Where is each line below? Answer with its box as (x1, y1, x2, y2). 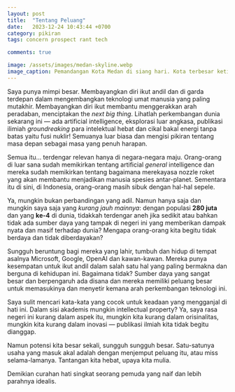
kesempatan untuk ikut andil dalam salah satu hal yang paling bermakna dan (7, 262, 227, 270)
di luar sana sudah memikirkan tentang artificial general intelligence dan (7, 160, 215, 169)
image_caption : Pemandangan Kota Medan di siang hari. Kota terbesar (7, 68, 215, 75)
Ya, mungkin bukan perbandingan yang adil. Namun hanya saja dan (7, 196, 201, 204)
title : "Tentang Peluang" (7, 17, 86, 24)
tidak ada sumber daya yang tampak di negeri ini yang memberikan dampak (7, 218, 226, 227)
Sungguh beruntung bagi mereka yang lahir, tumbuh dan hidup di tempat (7, 246, 217, 255)
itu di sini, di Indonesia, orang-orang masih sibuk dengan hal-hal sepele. (7, 183, 215, 191)
